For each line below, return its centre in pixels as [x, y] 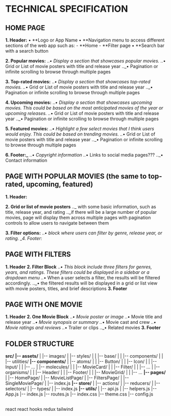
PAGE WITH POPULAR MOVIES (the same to [76, 176]
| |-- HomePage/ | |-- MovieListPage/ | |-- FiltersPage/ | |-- [67, 378]
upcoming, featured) [60, 184]
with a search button [27, 51]
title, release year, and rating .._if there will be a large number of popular [81, 212]
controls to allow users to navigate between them [57, 223]
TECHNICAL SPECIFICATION [67, 9]
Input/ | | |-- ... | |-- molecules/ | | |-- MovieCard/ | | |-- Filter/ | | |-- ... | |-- [83, 367]
